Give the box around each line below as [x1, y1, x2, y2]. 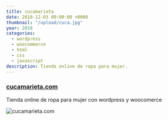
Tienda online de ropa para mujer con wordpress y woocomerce [6, 96, 162, 103]
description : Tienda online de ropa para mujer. [6, 63, 128, 69]
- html [11, 47, 28, 53]
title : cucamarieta [6, 8, 54, 15]
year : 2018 [6, 25, 33, 31]
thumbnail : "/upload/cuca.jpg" [6, 19, 83, 25]
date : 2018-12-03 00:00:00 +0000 [6, 14, 88, 20]
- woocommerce [11, 42, 46, 48]
